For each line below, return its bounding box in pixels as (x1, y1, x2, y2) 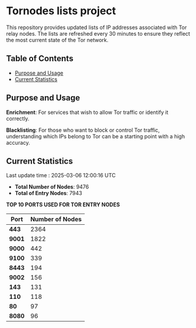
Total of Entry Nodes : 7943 (14, 190, 82, 197)
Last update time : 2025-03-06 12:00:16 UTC (6, 172, 116, 179)
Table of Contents (6, 53, 74, 63)
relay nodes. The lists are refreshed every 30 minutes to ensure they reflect (6, 30, 191, 37)
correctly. (6, 114, 30, 122)
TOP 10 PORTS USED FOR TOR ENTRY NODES (6, 201, 120, 208)
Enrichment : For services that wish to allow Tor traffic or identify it (6, 109, 169, 116)
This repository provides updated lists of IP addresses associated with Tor (6, 24, 187, 31)
